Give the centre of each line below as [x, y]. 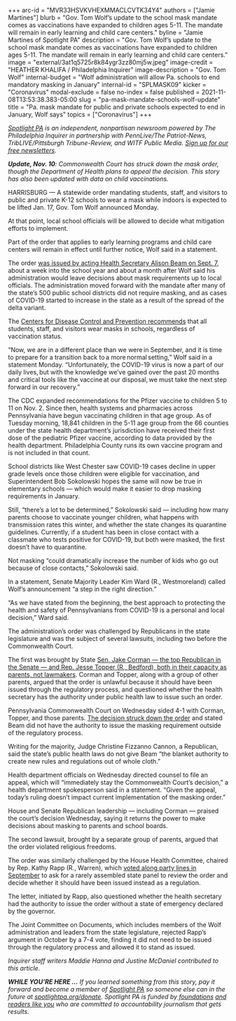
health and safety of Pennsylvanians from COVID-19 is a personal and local [116, 610]
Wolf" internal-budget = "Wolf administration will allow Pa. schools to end [114, 77]
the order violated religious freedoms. [62, 847]
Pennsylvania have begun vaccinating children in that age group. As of [110, 415]
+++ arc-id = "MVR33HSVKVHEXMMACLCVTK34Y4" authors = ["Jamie [112, 10]
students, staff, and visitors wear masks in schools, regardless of [102, 329]
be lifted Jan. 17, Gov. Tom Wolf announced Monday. [84, 207]
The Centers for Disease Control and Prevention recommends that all [107, 321]
